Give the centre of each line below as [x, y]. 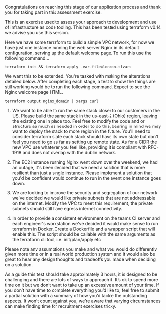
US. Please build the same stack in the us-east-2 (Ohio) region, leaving [85, 116]
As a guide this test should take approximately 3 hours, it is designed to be [81, 274]
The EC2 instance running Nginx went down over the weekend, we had [85, 162]
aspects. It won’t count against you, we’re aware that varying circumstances [83, 301]
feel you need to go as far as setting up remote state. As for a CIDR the [84, 142]
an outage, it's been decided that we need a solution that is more [79, 167]
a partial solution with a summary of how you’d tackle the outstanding [76, 295]
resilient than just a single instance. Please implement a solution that [82, 173]
